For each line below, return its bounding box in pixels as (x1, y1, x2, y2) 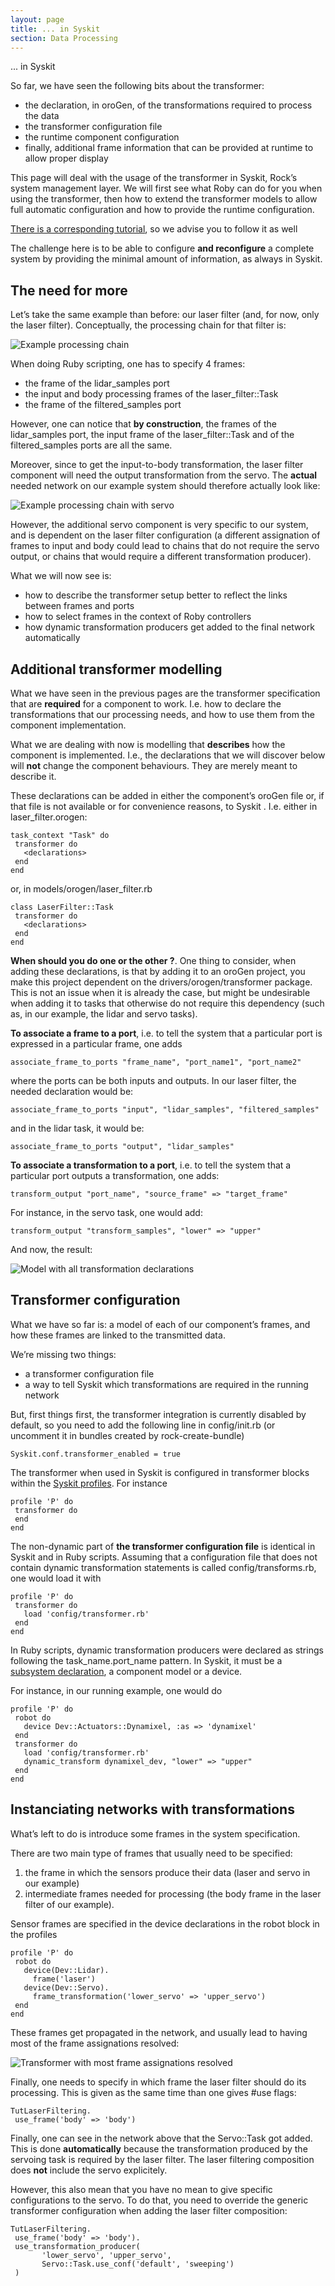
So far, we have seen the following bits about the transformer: (10, 80, 265, 92)
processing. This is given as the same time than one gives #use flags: (10, 2086, 297, 2098)
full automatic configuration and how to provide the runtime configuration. (10, 204, 315, 216)
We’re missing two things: (10, 1348, 117, 1360)
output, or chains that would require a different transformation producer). (10, 551, 312, 563)
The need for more (10, 282, 128, 299)
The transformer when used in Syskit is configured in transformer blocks (10, 1466, 310, 1478)
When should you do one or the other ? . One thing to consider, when (10, 955, 297, 966)
